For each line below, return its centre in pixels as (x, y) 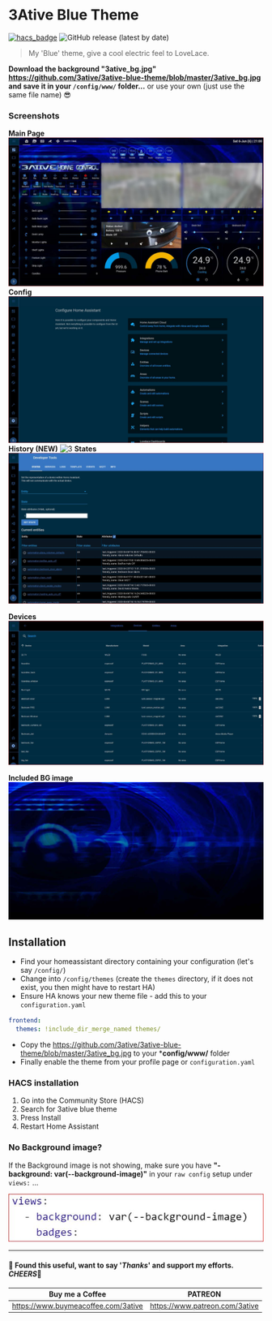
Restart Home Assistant (59, 1126)
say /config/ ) (43, 970)
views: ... (23, 1182)
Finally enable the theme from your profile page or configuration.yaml (138, 1062)
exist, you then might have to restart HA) (87, 988)
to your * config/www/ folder (182, 1053)
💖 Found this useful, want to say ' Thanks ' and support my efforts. (121, 1265)
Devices (22, 616)
